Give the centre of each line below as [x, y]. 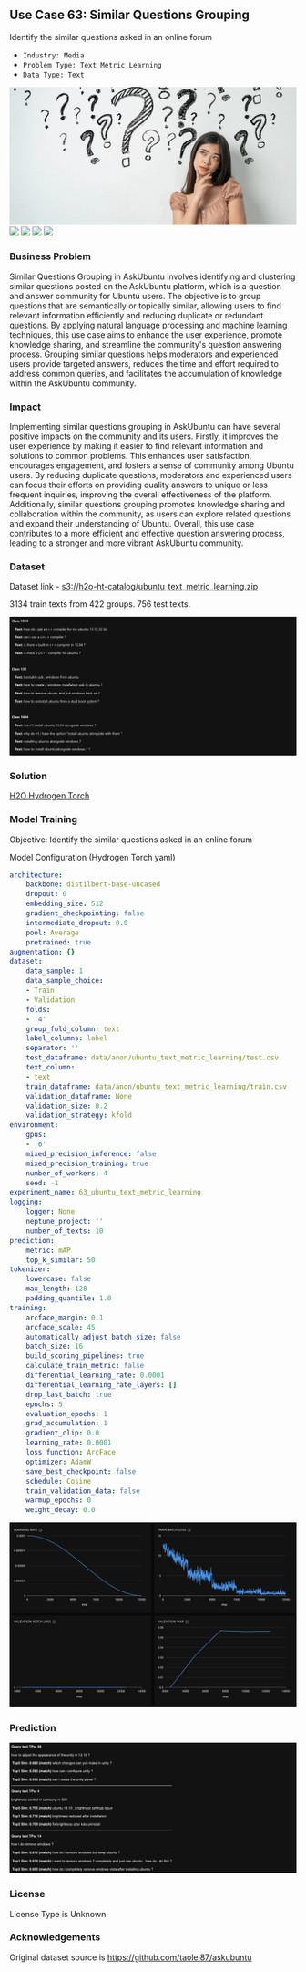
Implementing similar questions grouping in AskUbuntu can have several [145, 427]
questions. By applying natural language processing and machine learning [148, 325]
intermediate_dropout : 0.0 [77, 923]
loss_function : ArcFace [71, 1453]
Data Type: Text [53, 75]
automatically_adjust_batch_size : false [103, 1337]
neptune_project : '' [65, 1222]
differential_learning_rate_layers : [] [102, 1385]
